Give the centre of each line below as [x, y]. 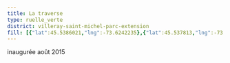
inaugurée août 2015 [36, 52]
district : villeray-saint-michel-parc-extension [78, 26]
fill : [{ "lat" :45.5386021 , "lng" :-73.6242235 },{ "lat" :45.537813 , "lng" [109, 33]
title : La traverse [35, 13]
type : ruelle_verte [35, 20]
